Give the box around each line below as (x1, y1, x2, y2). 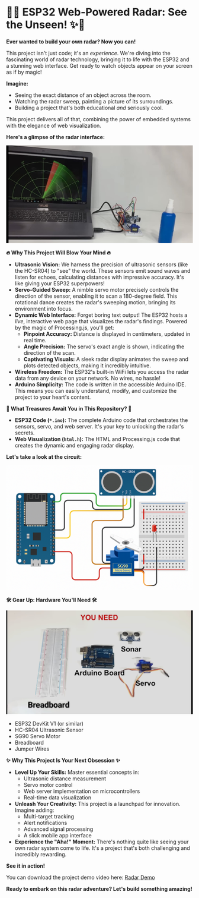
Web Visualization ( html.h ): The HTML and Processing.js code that (14, 436, 181, 443)
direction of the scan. (23, 349, 76, 357)
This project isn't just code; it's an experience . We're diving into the (6, 49, 171, 56)
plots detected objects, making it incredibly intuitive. (23, 362, 151, 369)
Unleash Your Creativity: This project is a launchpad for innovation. (14, 800, 181, 807)
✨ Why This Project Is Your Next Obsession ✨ (6, 757, 120, 764)
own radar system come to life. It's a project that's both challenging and (14, 844, 191, 852)
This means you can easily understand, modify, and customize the (14, 387, 177, 395)
